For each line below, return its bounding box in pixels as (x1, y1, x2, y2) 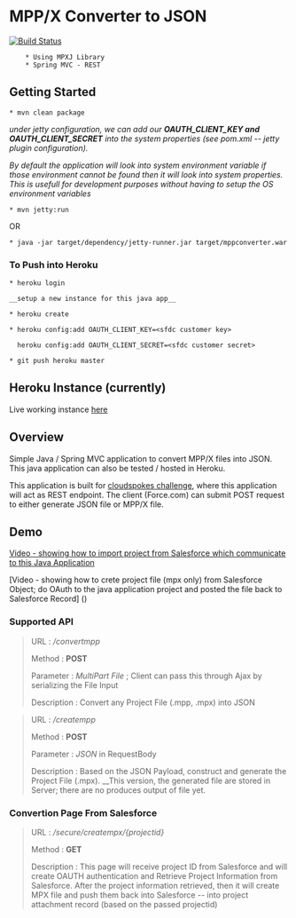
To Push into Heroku (9, 258, 98, 271)
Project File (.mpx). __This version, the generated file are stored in (30, 775, 271, 786)
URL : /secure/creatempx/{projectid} (30, 827, 165, 838)
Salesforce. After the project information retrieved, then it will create (30, 881, 280, 891)
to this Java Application (9, 558, 95, 568)
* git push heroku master (9, 357, 105, 366)
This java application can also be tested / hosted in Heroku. (9, 463, 226, 473)
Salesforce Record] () (9, 593, 88, 605)
